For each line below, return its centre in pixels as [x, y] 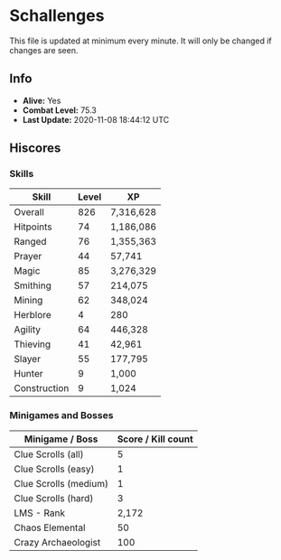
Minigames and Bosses [61, 415]
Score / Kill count [155, 439]
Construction [42, 388]
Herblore [33, 315]
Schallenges [57, 16]
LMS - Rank [40, 513]
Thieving [33, 344]
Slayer [27, 359]
